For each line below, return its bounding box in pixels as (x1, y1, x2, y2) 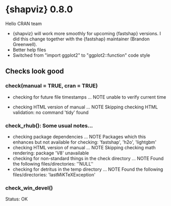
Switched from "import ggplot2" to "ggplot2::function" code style (12, 52, 151, 58)
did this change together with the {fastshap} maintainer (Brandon (12, 36, 150, 42)
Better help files (12, 47, 46, 53)
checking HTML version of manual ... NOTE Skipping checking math (12, 144, 156, 150)
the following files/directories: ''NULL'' (12, 161, 93, 167)
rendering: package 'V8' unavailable (12, 150, 89, 156)
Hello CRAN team (5, 20, 42, 27)
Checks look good (5, 67, 64, 76)
